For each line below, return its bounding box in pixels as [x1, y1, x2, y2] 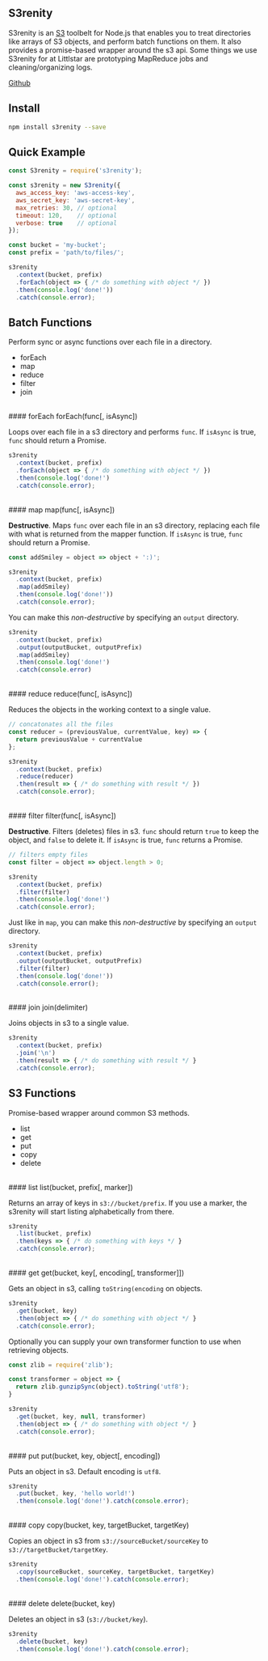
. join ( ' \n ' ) [15, 1049, 57, 1057]
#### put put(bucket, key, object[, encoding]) [8, 1451, 161, 1460]
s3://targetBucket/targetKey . [8, 1544, 109, 1554]
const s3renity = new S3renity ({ [8, 181, 121, 189]
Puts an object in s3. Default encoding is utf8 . [8, 1466, 161, 1476]
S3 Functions [8, 1087, 77, 1100]
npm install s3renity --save [8, 123, 107, 131]
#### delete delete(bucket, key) [8, 1598, 115, 1608]
